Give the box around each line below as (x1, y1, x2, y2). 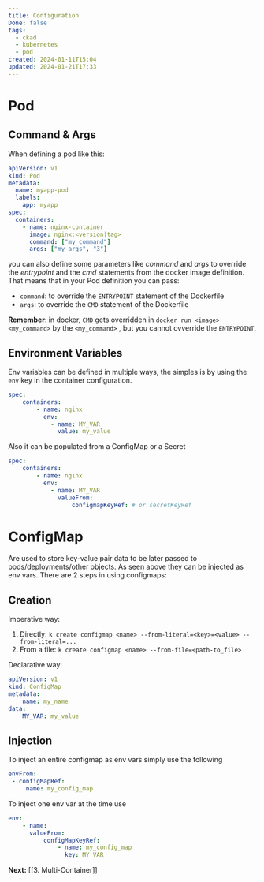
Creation (8, 593, 52, 607)
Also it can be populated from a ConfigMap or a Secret (8, 442, 186, 451)
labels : (15, 194, 41, 202)
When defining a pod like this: (8, 149, 105, 159)
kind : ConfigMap (8, 683, 61, 691)
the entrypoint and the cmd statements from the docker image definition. (8, 267, 245, 277)
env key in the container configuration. (8, 376, 132, 385)
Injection (8, 734, 53, 747)
